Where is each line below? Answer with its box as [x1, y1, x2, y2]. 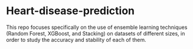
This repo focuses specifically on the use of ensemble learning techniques [6, 24, 188, 31]
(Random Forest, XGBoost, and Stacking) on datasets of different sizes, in [6, 30, 185, 37]
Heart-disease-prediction [6, 4, 135, 18]
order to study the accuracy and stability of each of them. [6, 36, 146, 43]
